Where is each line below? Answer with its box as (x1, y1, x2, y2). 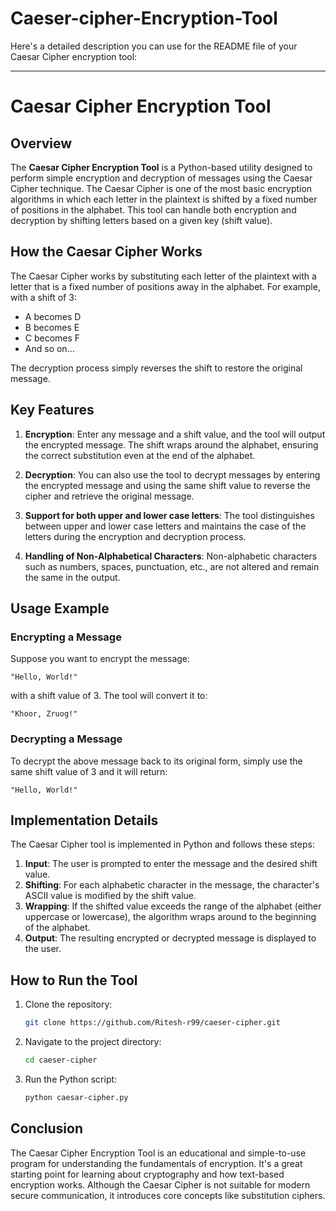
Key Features (10, 402, 95, 419)
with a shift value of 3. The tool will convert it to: (10, 690, 208, 702)
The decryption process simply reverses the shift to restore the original (10, 362, 303, 374)
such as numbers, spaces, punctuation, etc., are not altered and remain (24, 560, 320, 572)
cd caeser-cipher (24, 1055, 98, 1066)
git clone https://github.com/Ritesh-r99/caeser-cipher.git (24, 1018, 281, 1028)
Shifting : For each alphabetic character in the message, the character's (24, 879, 320, 891)
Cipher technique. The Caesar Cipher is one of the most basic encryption (10, 182, 313, 194)
